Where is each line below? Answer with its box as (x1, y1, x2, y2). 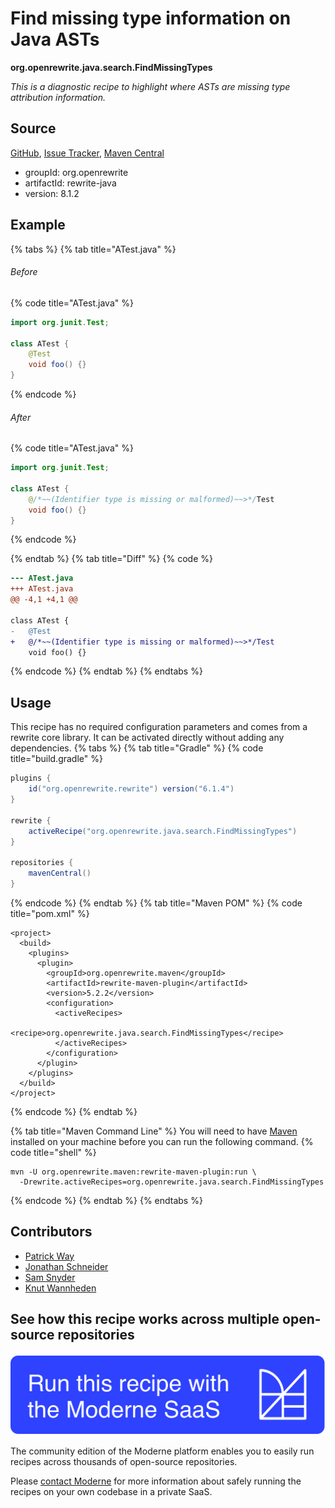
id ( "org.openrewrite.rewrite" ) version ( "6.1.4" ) (28, 784, 235, 794)
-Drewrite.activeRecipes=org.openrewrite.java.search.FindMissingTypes (19, 1177, 325, 1187)
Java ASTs (10, 28, 100, 51)
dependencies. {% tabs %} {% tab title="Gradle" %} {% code (10, 742, 264, 754)
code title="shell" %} (10, 1146, 97, 1158)
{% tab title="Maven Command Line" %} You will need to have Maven (10, 1125, 298, 1137)
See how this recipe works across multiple (10, 1311, 280, 1328)
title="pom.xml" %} (10, 907, 90, 919)
